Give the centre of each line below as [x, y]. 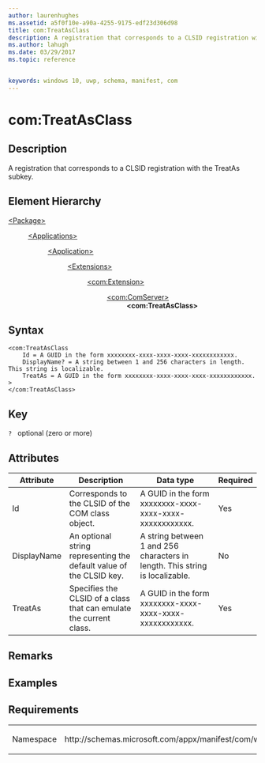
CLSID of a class [99, 598]
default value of [98, 566]
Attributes [34, 458]
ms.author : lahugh [38, 45]
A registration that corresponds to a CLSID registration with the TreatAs [124, 168]
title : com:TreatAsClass [49, 30]
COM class [90, 513]
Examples [33, 683]
